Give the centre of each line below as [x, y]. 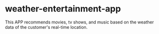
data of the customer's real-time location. [46, 27]
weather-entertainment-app [63, 9]
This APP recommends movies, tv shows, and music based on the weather [79, 22]
